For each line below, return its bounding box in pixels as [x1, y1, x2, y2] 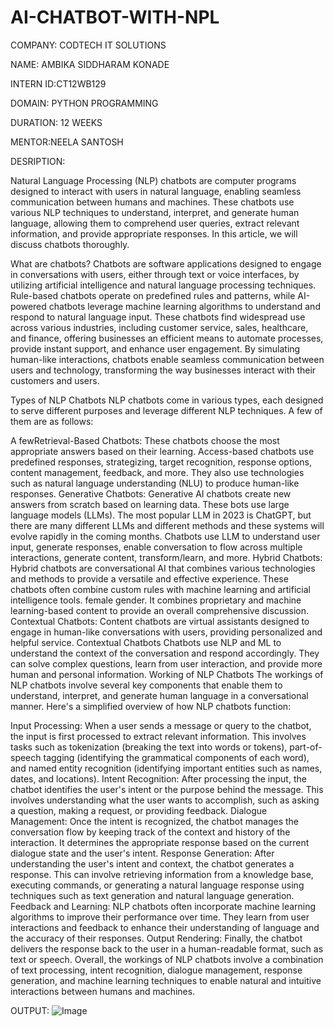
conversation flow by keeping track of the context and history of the [10, 826, 291, 838]
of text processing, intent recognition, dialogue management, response [10, 964, 303, 976]
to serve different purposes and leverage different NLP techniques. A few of [10, 404, 323, 416]
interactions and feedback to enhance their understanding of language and [10, 921, 320, 933]
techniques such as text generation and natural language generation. [10, 889, 295, 901]
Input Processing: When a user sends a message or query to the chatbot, [10, 719, 312, 731]
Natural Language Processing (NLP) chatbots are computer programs [10, 174, 297, 186]
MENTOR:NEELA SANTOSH [10, 136, 124, 148]
